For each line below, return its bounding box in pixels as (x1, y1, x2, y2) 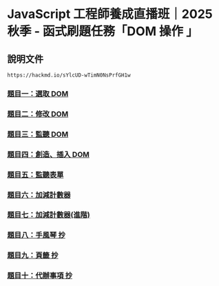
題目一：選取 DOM (7, 89, 69, 99)
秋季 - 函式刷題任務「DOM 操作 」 (7, 23, 198, 39)
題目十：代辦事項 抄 (7, 271, 73, 280)
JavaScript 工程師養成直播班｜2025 (7, 6, 213, 22)
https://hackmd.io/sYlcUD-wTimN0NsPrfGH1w (7, 72, 131, 79)
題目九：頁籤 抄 (7, 251, 59, 261)
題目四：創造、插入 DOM (7, 150, 90, 159)
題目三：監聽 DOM (7, 129, 69, 139)
